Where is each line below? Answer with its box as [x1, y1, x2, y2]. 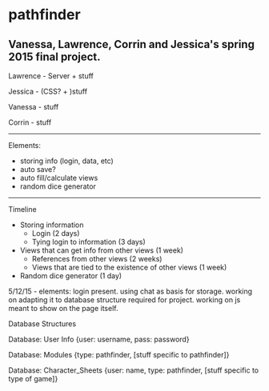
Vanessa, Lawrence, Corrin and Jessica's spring [8, 38, 255, 51]
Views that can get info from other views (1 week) [19, 245, 184, 255]
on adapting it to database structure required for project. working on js [8, 295, 241, 305]
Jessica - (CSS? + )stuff [8, 86, 88, 96]
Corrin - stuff [8, 118, 52, 127]
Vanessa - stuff [8, 102, 59, 111]
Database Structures [8, 319, 77, 329]
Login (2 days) [31, 229, 80, 237]
